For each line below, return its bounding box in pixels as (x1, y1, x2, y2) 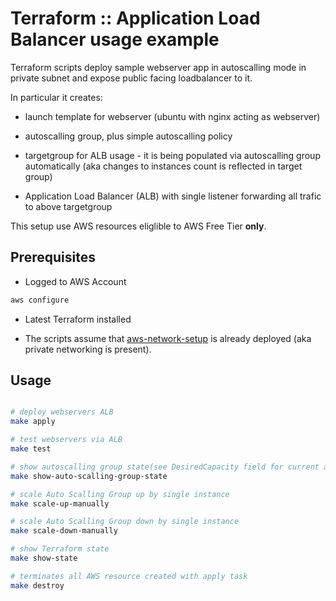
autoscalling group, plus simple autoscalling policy (24, 130, 233, 142)
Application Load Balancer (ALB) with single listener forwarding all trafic (24, 190, 322, 202)
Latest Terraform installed (24, 313, 132, 325)
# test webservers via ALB (10, 435, 123, 445)
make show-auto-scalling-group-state (10, 471, 168, 481)
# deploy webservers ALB (10, 407, 114, 417)
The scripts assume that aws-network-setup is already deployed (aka (24, 332, 312, 344)
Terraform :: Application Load (10, 7, 261, 30)
